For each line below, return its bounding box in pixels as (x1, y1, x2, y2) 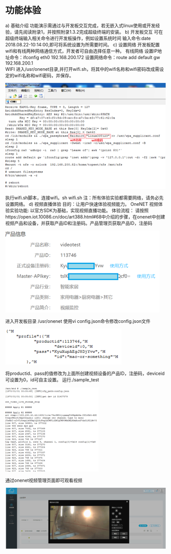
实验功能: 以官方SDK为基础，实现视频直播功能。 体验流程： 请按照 (9, 207, 149, 214)
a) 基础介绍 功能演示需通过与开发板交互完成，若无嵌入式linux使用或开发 (5, 22, 156, 29)
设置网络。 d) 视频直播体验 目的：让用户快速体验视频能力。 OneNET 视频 (5, 201, 159, 207)
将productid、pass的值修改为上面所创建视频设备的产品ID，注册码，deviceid (5, 370, 165, 377)
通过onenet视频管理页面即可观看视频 (5, 477, 82, 484)
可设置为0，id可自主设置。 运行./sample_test (5, 377, 99, 383)
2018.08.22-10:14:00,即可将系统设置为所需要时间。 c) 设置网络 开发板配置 (5, 41, 160, 47)
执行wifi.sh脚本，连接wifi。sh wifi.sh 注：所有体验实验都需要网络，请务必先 (5, 195, 164, 201)
